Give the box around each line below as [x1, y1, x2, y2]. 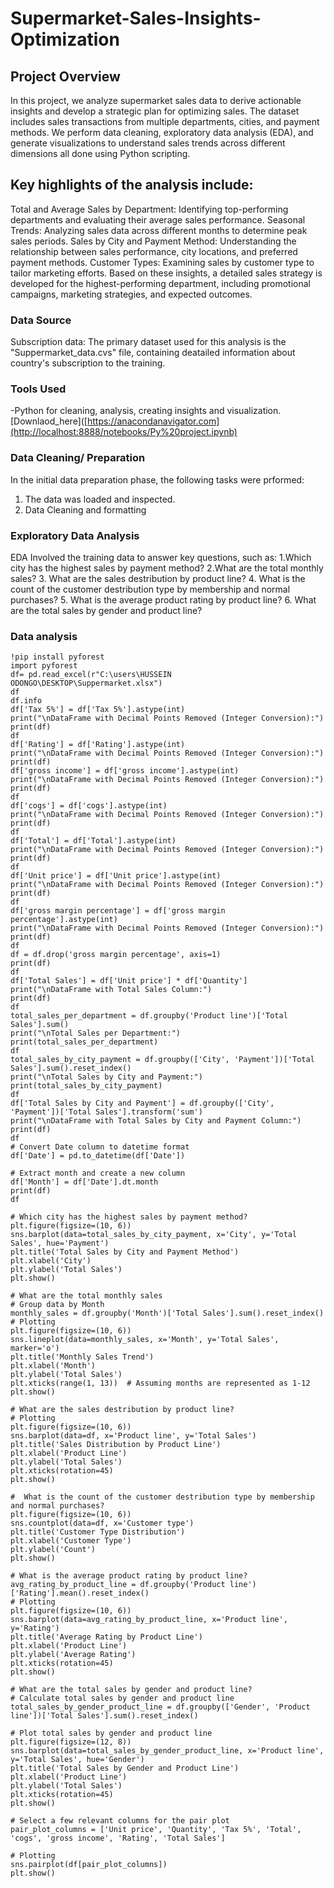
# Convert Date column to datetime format [10, 1142, 190, 1152]
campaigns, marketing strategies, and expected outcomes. [10, 288, 253, 300]
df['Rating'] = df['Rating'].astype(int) [10, 740, 186, 750]
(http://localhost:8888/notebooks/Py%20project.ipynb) [10, 426, 238, 438]
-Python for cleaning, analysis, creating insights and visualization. [10, 405, 282, 417]
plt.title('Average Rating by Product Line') [10, 1632, 203, 1642]
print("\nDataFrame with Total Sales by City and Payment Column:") [10, 1116, 302, 1126]
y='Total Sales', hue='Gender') [10, 1755, 145, 1765]
